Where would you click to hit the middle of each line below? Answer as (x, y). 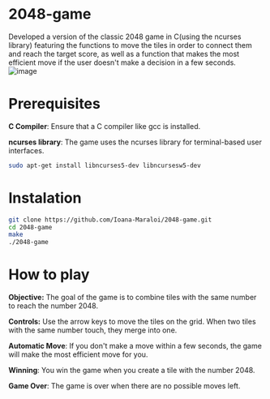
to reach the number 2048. (54, 306)
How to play (49, 275)
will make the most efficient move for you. (78, 354)
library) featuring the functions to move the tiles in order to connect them (131, 45)
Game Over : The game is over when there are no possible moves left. (124, 386)
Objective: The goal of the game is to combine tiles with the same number (133, 298)
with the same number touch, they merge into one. (93, 330)
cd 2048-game (30, 227)
